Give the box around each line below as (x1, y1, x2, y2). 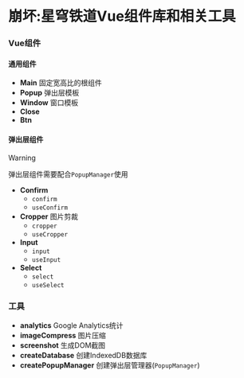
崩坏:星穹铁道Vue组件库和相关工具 (8, 7, 237, 25)
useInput (31, 255, 61, 263)
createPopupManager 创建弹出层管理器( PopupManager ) (19, 360, 201, 370)
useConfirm (31, 204, 69, 212)
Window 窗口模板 (19, 98, 78, 107)
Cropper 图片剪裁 (19, 212, 78, 221)
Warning (8, 153, 36, 162)
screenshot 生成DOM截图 (19, 340, 106, 350)
